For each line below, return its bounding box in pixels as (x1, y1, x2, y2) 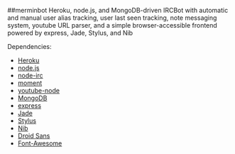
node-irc (17, 71, 44, 79)
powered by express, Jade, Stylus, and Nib (7, 28, 133, 37)
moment (17, 79, 43, 87)
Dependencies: (7, 43, 52, 50)
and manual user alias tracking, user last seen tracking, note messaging (7, 13, 217, 22)
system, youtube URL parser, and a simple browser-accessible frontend (7, 21, 218, 29)
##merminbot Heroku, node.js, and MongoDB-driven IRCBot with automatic (7, 6, 229, 14)
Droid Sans (17, 131, 50, 140)
